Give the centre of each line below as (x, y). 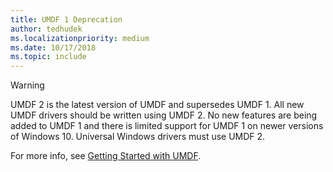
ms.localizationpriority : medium (80, 38)
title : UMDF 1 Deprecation (66, 19)
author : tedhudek (46, 29)
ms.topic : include (48, 57)
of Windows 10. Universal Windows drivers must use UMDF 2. (138, 137)
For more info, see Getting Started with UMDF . (106, 156)
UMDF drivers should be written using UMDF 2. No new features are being (164, 115)
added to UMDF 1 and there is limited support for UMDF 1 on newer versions (167, 126)
